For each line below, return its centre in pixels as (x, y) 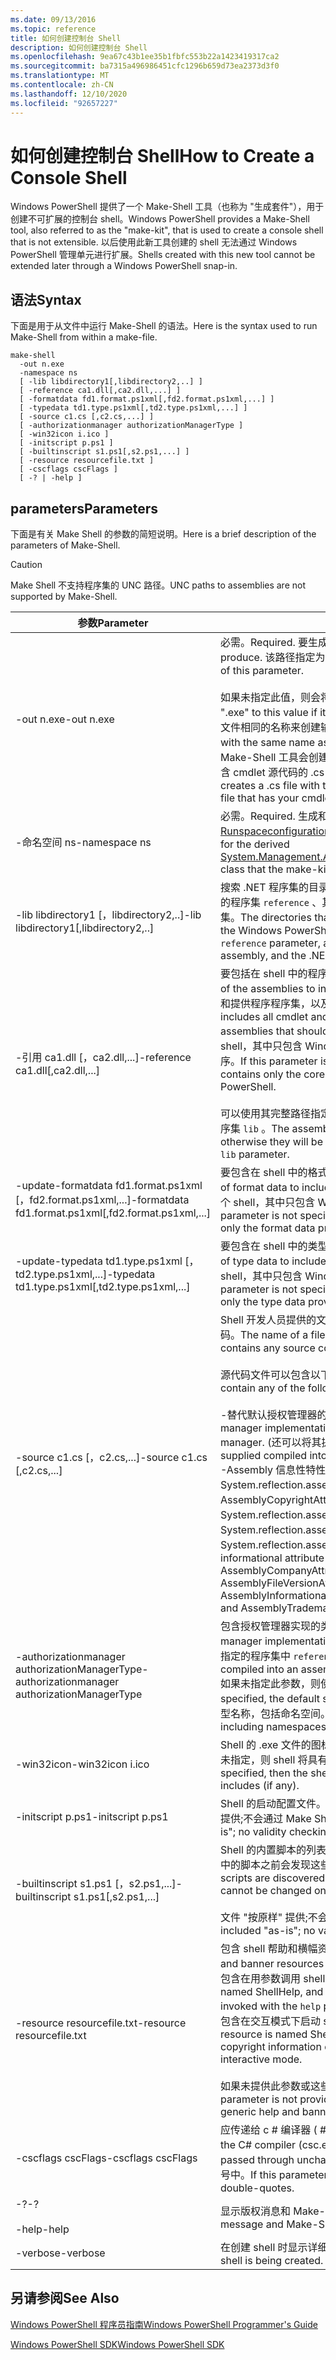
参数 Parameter (113, 623)
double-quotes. (257, 2188)
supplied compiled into (274, 1456)
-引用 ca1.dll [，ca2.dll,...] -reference (103, 1058)
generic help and (260, 2112)
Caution (26, 565)
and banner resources (272, 1964)
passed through (257, 2160)
